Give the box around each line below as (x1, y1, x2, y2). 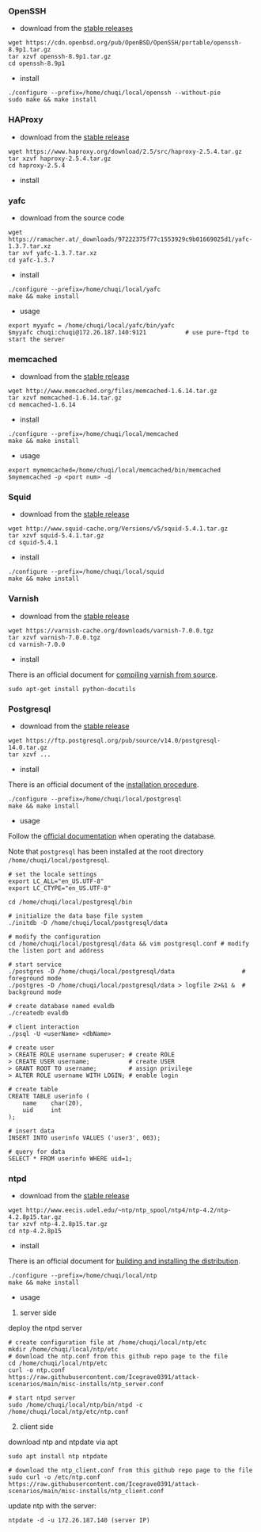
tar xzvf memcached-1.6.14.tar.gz (8, 394, 123, 402)
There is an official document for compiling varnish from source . (8, 670, 218, 679)
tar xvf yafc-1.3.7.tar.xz (8, 249, 97, 257)
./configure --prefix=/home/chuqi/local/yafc (8, 285, 161, 293)
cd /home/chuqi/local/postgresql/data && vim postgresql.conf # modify (8, 940, 249, 948)
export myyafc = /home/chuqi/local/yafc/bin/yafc (8, 321, 176, 330)
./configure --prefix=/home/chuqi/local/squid (8, 568, 165, 576)
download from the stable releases (19, 24, 133, 33)
